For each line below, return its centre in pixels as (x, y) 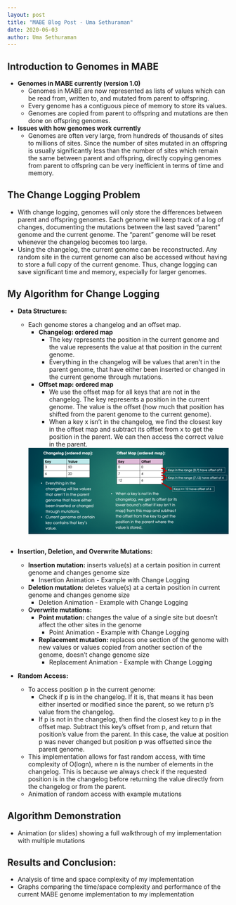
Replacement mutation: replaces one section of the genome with (133, 639)
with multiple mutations (51, 840)
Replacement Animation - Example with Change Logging (131, 662)
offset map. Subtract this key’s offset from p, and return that (125, 726)
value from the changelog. (77, 712)
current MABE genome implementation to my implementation (106, 894)
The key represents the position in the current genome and (134, 339)
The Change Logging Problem (74, 195)
